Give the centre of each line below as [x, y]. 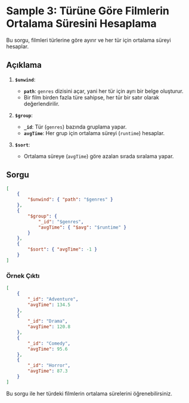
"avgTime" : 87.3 [48, 371]
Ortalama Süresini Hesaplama [81, 24]
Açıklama [24, 65]
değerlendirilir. [41, 104]
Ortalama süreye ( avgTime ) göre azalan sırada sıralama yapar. [99, 156]
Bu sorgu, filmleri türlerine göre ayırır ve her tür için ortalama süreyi [89, 40]
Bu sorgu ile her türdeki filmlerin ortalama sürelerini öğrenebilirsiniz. [89, 393]
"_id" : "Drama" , [48, 321]
